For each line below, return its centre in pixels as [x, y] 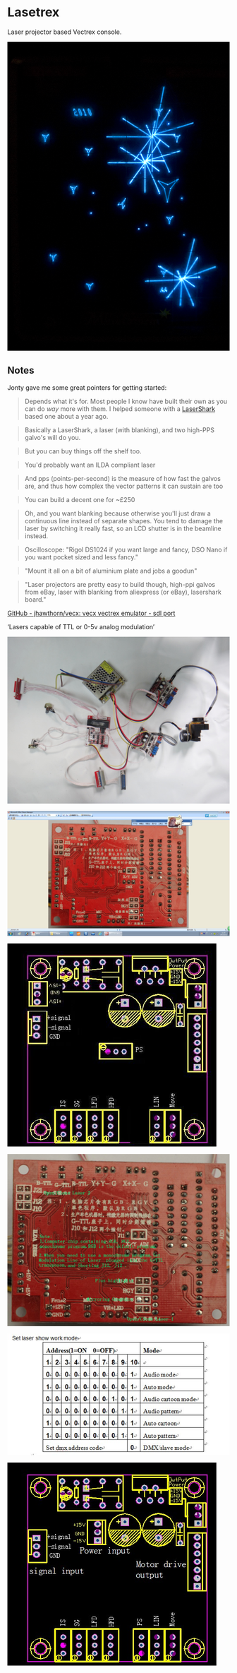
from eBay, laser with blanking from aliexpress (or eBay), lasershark [123, 592]
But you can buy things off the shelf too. [83, 451]
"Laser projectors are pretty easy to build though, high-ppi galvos [120, 584]
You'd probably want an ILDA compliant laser [90, 465]
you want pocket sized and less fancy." [81, 557]
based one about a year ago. [66, 416]
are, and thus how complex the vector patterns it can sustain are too [124, 486]
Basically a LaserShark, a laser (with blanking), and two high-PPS [120, 430]
